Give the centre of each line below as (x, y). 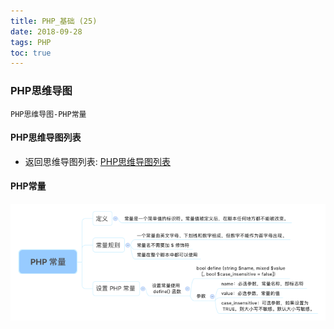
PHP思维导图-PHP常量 (48, 114)
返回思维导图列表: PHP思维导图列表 (98, 161)
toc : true (31, 53)
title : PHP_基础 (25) (54, 21)
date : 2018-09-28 (46, 31)
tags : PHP (31, 42)
